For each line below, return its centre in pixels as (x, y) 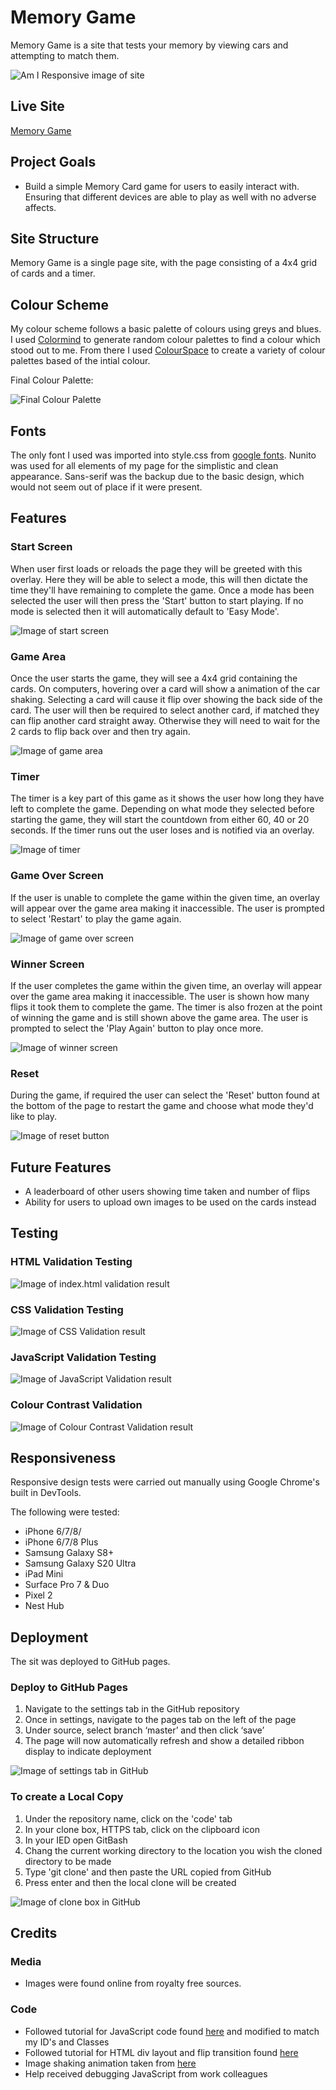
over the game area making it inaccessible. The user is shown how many (160, 996)
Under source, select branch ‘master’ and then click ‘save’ (144, 1730)
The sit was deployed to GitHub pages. (90, 1662)
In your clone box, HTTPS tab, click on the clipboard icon (142, 1829)
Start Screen (41, 547)
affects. (40, 207)
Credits (34, 1933)
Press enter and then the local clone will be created (130, 1882)
